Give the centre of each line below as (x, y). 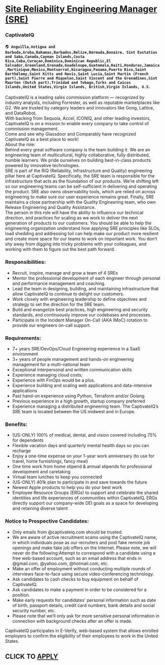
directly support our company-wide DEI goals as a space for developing (85, 503)
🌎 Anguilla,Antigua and (30, 47)
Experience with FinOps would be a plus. (54, 380)
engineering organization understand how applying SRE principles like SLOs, (83, 228)
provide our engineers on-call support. (51, 325)
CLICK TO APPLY (32, 656)
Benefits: (16, 424)
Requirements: (23, 338)
